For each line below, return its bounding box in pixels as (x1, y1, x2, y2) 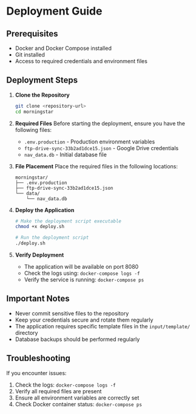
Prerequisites (6, 29, 58, 39)
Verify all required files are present (15, 387, 102, 395)
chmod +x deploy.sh (15, 224, 65, 230)
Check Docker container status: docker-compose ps (15, 400, 143, 408)
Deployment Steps (6, 75, 78, 86)
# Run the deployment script (15, 235, 89, 241)
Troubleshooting (6, 353, 71, 364)
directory (15, 329, 38, 336)
